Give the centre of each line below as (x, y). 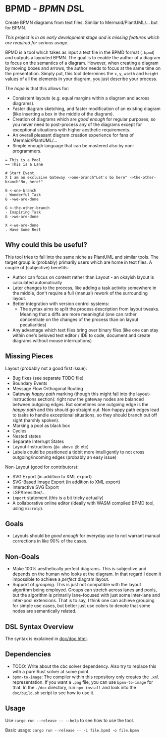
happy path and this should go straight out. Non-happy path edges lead (86, 410)
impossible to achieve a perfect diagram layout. (61, 579)
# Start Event (20, 173)
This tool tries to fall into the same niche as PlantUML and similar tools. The (82, 257)
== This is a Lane (24, 164)
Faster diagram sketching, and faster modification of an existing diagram (86, 108)
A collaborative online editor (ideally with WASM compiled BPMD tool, (83, 503)
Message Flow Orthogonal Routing (48, 388)
